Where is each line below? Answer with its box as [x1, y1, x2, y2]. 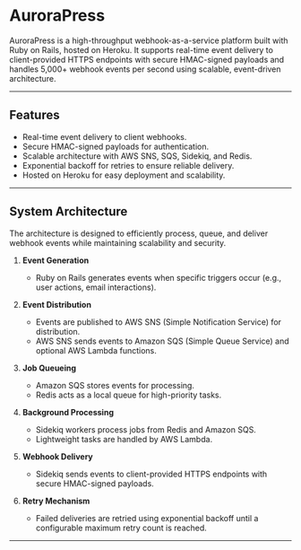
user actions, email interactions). [35, 282, 157, 292]
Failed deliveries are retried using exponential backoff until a [35, 512, 259, 523]
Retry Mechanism [21, 495, 90, 506]
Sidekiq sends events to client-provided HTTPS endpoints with [35, 468, 268, 479]
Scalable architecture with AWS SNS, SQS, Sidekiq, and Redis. [21, 150, 253, 162]
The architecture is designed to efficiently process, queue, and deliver [9, 228, 269, 239]
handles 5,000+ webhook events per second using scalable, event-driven [9, 64, 281, 74]
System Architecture [9, 204, 128, 220]
